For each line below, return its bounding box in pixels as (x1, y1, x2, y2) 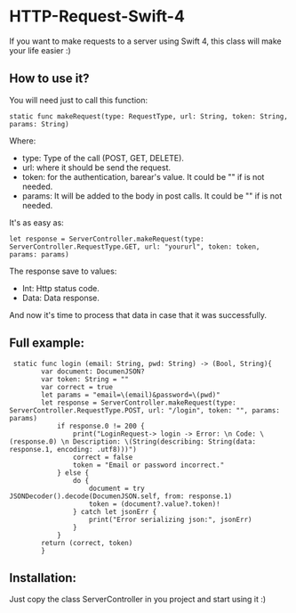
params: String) (9, 119, 69, 128)
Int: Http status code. (21, 282, 100, 293)
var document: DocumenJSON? (41, 367, 145, 376)
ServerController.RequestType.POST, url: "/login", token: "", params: (9, 405, 280, 415)
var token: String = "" (41, 374, 129, 384)
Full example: (9, 336, 85, 351)
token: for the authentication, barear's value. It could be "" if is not (21, 171, 265, 182)
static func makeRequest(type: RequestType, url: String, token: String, (9, 111, 289, 121)
